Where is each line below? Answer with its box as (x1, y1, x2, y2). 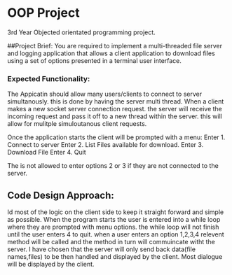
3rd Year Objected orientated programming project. (7, 28, 156, 36)
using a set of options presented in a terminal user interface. (7, 56, 182, 64)
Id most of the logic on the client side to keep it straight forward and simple (7, 208, 224, 216)
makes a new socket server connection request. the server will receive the (7, 105, 223, 113)
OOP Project (7, 5, 80, 21)
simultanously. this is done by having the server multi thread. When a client (7, 97, 224, 106)
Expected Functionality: (7, 73, 90, 83)
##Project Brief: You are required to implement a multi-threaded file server (7, 41, 223, 50)
